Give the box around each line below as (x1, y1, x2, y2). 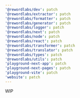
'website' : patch (5, 75, 40, 80)
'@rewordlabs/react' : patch (5, 39, 62, 44)
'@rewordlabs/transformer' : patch (5, 43, 76, 48)
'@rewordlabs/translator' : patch (5, 48, 73, 52)
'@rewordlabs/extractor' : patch (5, 12, 71, 16)
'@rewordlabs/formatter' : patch (5, 16, 71, 21)
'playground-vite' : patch (5, 70, 58, 75)
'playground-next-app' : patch (5, 61, 67, 66)
